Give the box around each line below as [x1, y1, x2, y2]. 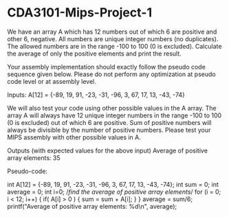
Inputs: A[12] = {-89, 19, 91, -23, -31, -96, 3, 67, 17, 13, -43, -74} [7, 91, 186, 99]
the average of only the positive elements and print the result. [7, 49, 182, 58]
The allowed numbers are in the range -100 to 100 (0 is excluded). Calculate [7, 42, 222, 50]
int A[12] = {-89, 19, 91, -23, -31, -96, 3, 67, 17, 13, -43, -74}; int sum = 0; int [7, 180, 219, 188]
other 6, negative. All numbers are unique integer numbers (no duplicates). [7, 34, 219, 43]
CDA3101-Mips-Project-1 [7, 5, 153, 21]
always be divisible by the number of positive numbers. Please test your [7, 126, 211, 134]
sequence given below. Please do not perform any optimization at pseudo [7, 70, 216, 78]
